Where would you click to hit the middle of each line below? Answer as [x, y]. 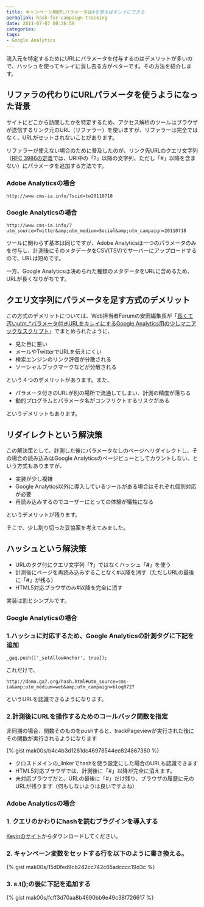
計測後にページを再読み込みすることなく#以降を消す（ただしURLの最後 [105, 572]
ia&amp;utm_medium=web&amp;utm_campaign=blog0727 [71, 687]
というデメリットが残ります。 [44, 515]
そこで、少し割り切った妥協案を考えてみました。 [68, 528]
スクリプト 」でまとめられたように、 [68, 331]
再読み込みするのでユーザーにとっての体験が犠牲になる [84, 502]
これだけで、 [22, 670]
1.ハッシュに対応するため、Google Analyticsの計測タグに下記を [100, 636]
